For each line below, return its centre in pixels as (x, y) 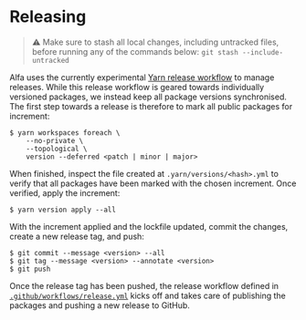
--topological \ (57, 149)
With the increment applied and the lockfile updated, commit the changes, (149, 226)
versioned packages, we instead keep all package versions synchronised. (148, 97)
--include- (263, 52)
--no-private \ (55, 140)
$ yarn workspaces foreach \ (65, 133)
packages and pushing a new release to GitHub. (100, 305)
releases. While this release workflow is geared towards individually (137, 87)
